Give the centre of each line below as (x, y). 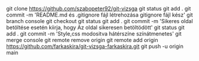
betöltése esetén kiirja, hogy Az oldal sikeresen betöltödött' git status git (95, 27)
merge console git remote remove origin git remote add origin (82, 40)
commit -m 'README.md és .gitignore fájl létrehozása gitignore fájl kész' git (99, 15)
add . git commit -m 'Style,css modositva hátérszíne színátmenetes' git (94, 34)
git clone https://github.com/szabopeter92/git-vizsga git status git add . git (99, 9)
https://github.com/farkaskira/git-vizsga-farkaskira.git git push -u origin (95, 46)
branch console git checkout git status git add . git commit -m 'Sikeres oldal (99, 21)
